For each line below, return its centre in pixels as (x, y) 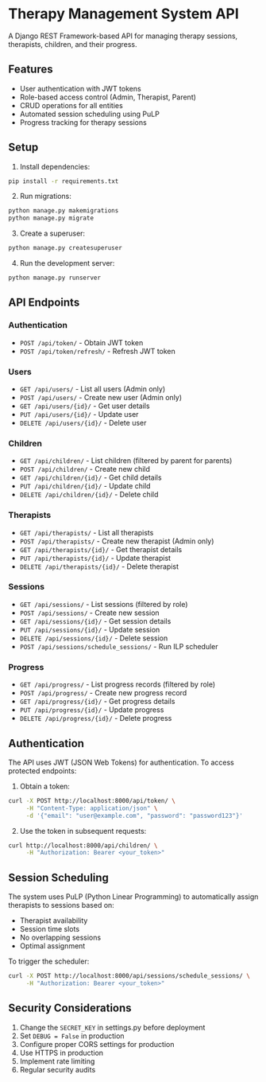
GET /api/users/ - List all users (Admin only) (93, 389)
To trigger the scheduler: (49, 961)
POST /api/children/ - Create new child (85, 469)
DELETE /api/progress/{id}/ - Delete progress (96, 718)
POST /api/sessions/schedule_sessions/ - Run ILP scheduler (119, 646)
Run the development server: (67, 263)
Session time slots (50, 929)
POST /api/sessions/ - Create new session (90, 613)
